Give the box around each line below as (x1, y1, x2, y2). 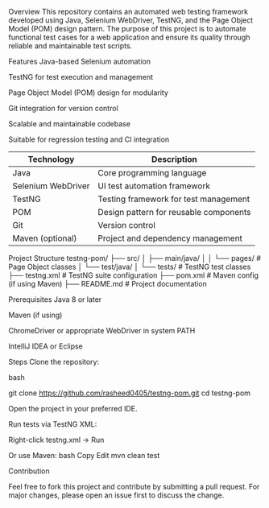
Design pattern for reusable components (97, 207, 251, 217)
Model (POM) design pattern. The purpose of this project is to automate (8, 24, 246, 33)
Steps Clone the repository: (8, 357, 100, 366)
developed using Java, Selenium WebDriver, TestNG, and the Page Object (8, 15, 254, 25)
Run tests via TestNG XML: (8, 419, 97, 429)
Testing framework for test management (97, 193, 250, 204)
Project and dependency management (97, 233, 243, 244)
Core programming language (97, 167, 207, 178)
